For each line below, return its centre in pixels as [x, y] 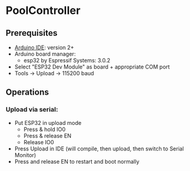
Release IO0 [39, 142]
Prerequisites [32, 33]
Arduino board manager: [45, 54]
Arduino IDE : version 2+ [44, 47]
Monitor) [25, 155]
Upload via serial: [32, 110]
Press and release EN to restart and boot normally [77, 161]
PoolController [43, 11]
